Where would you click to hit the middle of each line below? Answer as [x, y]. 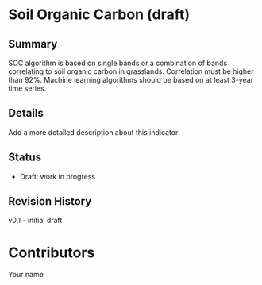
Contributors [52, 252]
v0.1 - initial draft [35, 221]
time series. [27, 88]
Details [26, 113]
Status [25, 158]
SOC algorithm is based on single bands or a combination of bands [118, 63]
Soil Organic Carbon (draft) [99, 15]
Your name [26, 275]
